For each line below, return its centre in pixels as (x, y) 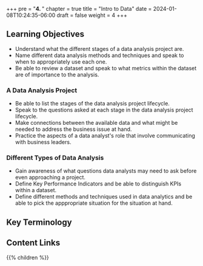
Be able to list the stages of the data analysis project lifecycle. (92, 104)
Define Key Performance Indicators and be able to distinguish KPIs (98, 184)
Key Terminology (39, 222)
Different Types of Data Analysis (55, 158)
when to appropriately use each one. (61, 62)
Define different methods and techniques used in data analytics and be (104, 197)
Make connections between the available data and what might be (96, 123)
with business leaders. (43, 142)
